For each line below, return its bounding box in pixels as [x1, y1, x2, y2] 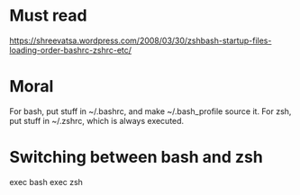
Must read [9, 5, 87, 26]
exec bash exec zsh [9, 176, 84, 187]
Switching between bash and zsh [9, 147, 263, 167]
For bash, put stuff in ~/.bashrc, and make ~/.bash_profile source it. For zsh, [9, 105, 292, 117]
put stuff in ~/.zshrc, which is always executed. [9, 115, 185, 126]
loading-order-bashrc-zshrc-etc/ [9, 44, 132, 55]
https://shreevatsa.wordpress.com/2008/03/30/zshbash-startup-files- [9, 35, 272, 46]
